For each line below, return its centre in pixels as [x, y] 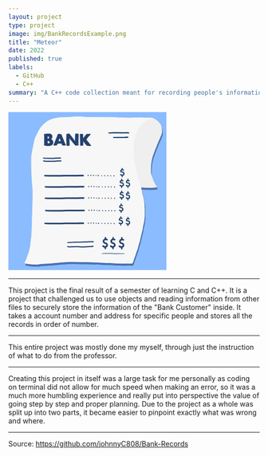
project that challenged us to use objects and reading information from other [134, 298]
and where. [27, 421]
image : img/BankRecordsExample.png [67, 33]
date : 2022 [26, 51]
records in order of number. [53, 324]
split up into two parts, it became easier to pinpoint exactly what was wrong [132, 412]
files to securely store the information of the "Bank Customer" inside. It [125, 307]
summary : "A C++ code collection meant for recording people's [116, 92]
